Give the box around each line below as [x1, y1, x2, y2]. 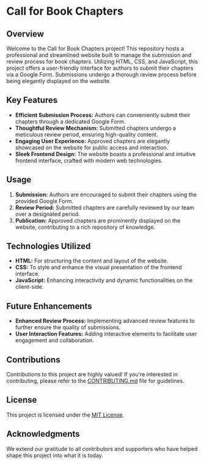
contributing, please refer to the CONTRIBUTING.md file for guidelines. [6, 378, 184, 385]
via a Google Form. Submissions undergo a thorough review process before [6, 71, 197, 78]
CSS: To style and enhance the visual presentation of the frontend [15, 264, 182, 271]
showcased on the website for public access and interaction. [15, 144, 169, 151]
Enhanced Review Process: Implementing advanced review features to [15, 317, 195, 325]
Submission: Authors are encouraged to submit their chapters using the [15, 191, 197, 198]
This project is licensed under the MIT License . [6, 411, 125, 418]
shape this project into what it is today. [6, 452, 104, 459]
